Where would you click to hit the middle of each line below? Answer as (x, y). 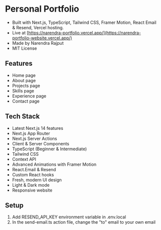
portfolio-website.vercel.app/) (42, 38)
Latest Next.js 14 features (37, 128)
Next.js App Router (31, 133)
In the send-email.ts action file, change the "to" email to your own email (84, 222)
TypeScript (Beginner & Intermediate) (49, 149)
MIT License (25, 48)
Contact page (26, 101)
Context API (24, 159)
